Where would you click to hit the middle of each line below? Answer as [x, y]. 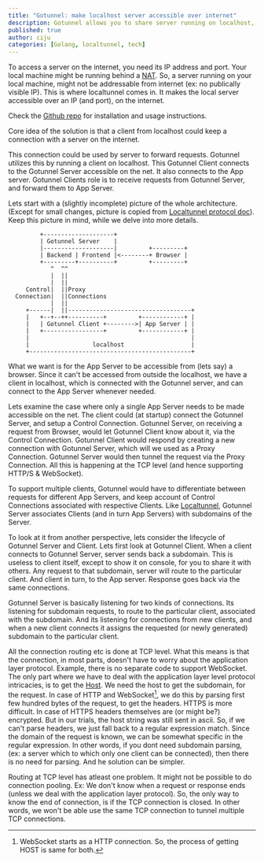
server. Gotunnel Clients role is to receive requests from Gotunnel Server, [126, 180]
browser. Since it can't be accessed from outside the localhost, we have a [128, 375]
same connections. [39, 588]
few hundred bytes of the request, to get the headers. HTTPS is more [120, 703]
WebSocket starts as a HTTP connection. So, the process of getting [129, 841]
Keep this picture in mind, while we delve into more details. [103, 220]
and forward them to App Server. [61, 188]
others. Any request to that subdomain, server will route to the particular [125, 571]
